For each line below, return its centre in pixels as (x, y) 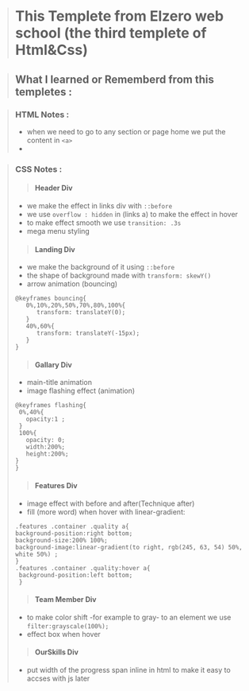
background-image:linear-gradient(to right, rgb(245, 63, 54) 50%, (128, 547)
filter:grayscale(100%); (68, 626)
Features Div (56, 485)
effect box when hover (63, 634)
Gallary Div (53, 364)
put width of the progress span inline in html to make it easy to (128, 670)
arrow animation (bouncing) (72, 284)
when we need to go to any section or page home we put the (126, 131)
